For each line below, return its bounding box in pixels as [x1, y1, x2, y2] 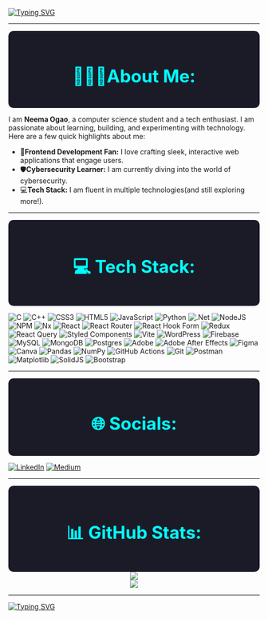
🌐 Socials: [91, 412, 177, 434]
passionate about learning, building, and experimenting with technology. [8, 123, 246, 133]
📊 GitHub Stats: [66, 521, 202, 544]
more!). [19, 197, 44, 206]
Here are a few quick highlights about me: [8, 132, 146, 142]
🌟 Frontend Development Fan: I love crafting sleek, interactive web [19, 147, 239, 157]
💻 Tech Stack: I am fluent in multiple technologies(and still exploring [19, 185, 246, 195]
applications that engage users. [19, 156, 124, 166]
